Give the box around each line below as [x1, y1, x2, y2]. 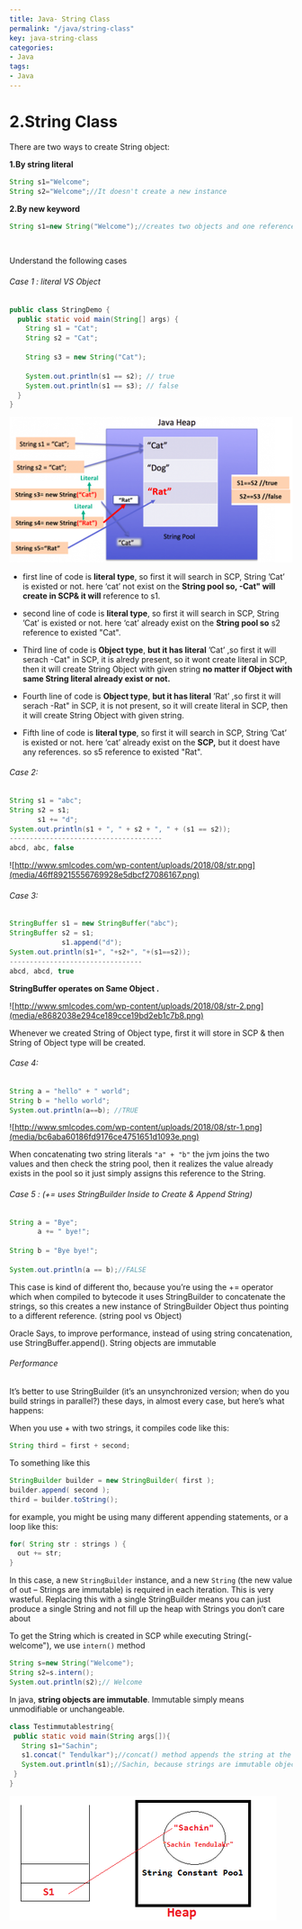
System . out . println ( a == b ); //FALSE [9, 1265, 147, 1275]
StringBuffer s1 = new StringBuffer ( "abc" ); [9, 919, 179, 928]
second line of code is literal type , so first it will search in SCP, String [22, 608, 280, 618]
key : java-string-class [9, 33, 99, 42]
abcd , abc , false [9, 844, 75, 853]
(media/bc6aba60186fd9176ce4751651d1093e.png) [9, 1131, 200, 1142]
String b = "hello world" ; [9, 1096, 111, 1105]
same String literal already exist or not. [22, 672, 171, 684]
